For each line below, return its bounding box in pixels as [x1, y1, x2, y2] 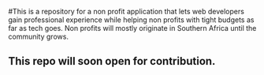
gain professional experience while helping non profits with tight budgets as [8, 15, 255, 24]
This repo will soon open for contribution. [8, 54, 216, 68]
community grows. [8, 32, 69, 41]
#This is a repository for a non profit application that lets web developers [8, 7, 244, 16]
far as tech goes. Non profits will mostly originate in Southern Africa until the [8, 24, 257, 32]
